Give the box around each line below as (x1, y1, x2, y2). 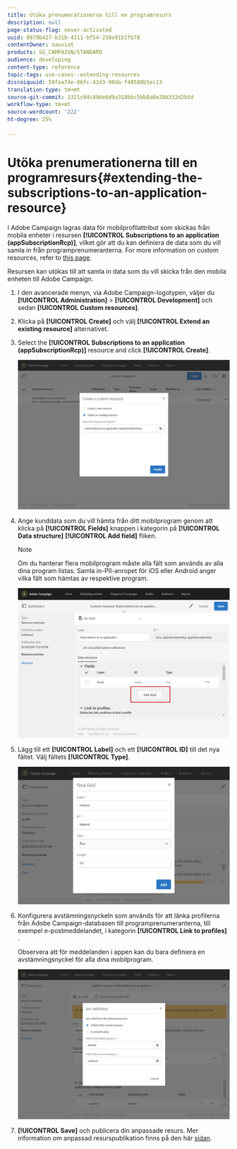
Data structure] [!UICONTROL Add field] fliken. (17, 531, 157, 541)
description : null (7, 18, 61, 26)
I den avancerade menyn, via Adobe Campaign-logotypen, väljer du (17, 288, 215, 296)
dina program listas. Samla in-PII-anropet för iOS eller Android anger (17, 567, 217, 575)
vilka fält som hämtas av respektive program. (17, 574, 149, 583)
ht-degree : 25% (7, 116, 52, 123)
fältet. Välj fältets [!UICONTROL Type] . (17, 752, 130, 761)
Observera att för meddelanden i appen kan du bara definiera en (17, 948, 205, 957)
